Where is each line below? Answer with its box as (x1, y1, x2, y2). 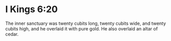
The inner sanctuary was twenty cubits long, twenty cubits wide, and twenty (5, 20, 166, 26)
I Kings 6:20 (5, 4, 58, 15)
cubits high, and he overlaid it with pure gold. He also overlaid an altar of (5, 25, 158, 31)
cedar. (5, 31, 19, 37)
